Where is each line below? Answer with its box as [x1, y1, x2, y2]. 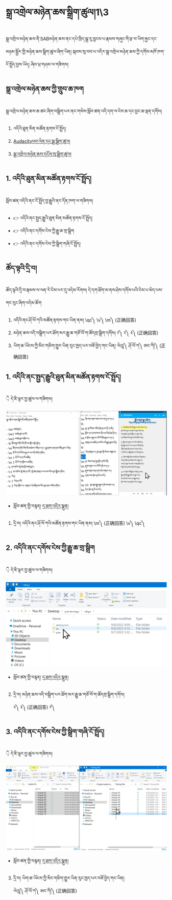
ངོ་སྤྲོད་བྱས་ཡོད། [6, 61, 30, 67]
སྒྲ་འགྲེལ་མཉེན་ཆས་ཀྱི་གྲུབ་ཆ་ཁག [6, 84, 84, 94]
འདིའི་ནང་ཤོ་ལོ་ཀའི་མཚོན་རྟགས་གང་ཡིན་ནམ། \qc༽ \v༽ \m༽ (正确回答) [13, 317, 137, 323]
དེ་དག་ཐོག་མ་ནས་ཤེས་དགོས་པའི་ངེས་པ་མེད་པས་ [88, 287, 163, 293]
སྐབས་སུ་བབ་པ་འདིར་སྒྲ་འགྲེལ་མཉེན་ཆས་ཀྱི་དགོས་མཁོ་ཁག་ [72, 48, 165, 54]
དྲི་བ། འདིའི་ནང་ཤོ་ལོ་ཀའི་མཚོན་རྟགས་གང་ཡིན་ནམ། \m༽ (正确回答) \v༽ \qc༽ [13, 520, 145, 526]
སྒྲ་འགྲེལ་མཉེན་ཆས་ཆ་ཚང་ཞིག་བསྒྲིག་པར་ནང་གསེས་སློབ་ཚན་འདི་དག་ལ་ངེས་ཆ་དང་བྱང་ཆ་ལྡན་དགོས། [6, 108, 162, 114]
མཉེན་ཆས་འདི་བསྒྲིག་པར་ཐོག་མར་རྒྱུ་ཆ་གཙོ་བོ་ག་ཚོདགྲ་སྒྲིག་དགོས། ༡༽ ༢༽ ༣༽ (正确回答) [13, 330, 159, 336]
